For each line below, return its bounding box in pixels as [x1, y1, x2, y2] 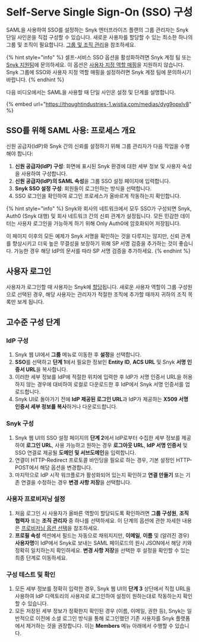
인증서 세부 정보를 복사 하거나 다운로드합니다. [14, 403, 118, 410]
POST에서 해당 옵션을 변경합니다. [14, 464, 93, 471]
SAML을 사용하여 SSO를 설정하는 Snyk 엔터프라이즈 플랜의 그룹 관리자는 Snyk [6, 26, 189, 33]
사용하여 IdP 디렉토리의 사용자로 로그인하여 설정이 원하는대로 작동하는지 [14, 593, 182, 600]
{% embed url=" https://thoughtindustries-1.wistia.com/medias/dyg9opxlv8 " [6, 100, 192, 108]
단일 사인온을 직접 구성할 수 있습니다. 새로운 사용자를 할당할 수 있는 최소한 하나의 [6, 33, 193, 40]
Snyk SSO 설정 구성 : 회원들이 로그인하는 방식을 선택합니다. [14, 185, 152, 192]
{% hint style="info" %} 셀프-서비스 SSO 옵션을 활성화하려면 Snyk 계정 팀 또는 [6, 53, 192, 61]
